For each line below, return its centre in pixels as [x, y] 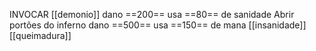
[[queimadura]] [40, 35]
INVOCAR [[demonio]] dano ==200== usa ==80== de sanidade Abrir [152, 14]
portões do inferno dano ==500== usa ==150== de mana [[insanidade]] [158, 25]
